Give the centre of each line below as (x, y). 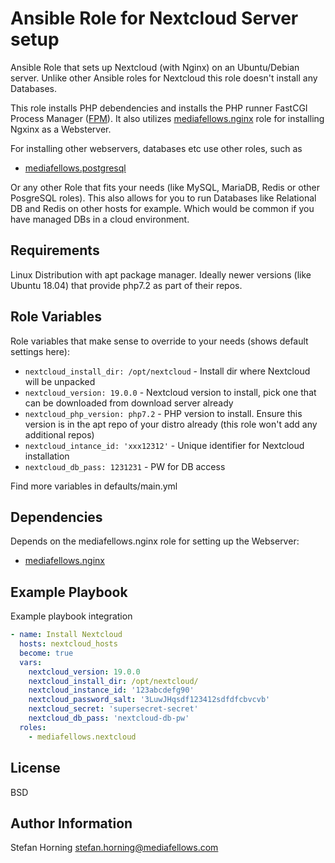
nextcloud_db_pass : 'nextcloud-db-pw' (109, 718)
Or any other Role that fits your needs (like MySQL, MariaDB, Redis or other (165, 187)
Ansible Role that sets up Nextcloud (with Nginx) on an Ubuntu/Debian (155, 67)
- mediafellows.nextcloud (82, 737)
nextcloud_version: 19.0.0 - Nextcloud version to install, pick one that (170, 392)
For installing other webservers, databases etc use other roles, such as (156, 148)
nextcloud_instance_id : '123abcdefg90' (111, 690)
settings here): (40, 351)
